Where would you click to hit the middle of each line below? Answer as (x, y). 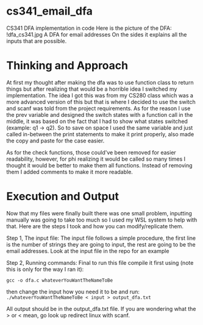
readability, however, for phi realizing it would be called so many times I (96, 159)
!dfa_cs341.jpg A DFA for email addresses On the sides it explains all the (97, 34)
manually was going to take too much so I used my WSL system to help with (102, 220)
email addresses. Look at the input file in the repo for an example (88, 251)
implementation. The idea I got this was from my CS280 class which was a (100, 95)
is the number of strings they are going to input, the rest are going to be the (101, 244)
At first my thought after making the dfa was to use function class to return (100, 82)
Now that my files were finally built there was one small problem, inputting (99, 213)
